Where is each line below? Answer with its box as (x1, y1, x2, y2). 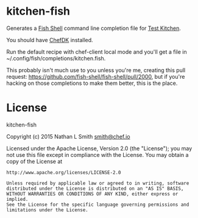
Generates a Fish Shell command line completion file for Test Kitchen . (6, 24, 182, 32)
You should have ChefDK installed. (6, 36, 93, 43)
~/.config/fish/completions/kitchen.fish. (6, 54, 106, 62)
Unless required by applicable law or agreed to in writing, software (6, 180, 189, 186)
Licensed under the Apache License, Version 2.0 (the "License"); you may (6, 145, 193, 152)
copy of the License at (6, 158, 63, 165)
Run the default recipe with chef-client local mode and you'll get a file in (6, 48, 187, 56)
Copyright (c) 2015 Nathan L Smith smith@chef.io (6, 133, 130, 140)
